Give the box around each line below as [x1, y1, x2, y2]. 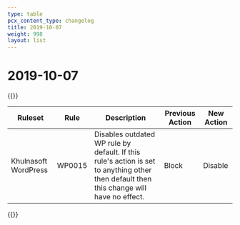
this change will [94, 183, 147, 193]
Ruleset [17, 113, 44, 123]
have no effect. [94, 192, 145, 202]
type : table [7, 10, 43, 18]
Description [105, 113, 146, 123]
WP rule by [94, 139, 131, 149]
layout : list [7, 37, 46, 44]
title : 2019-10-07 [7, 24, 62, 31]
